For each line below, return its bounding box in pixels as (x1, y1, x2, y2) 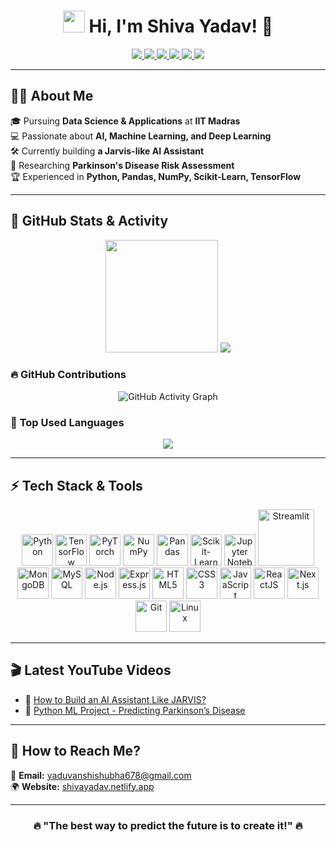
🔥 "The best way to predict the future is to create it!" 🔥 (33, 818, 303, 832)
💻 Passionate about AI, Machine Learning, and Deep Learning (10, 130, 272, 142)
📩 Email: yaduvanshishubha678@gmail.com (10, 769, 192, 781)
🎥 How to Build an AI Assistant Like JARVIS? (24, 693, 207, 705)
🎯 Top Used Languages (10, 415, 125, 429)
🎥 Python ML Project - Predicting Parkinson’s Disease (24, 704, 246, 716)
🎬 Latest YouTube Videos (10, 662, 172, 679)
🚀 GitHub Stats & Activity (10, 213, 169, 230)
